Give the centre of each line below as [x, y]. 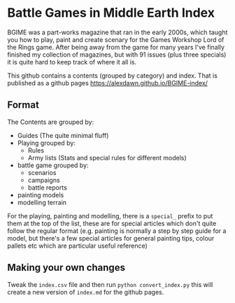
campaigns [44, 180]
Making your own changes [66, 268]
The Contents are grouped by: [51, 122]
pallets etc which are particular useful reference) [78, 246]
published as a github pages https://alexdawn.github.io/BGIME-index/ [108, 83]
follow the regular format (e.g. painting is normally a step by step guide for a [117, 231]
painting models [41, 195]
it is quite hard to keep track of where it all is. [72, 62]
